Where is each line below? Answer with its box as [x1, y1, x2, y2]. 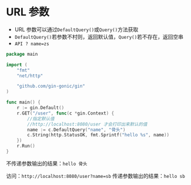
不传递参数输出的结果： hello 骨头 [6, 160, 88, 167]
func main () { [6, 99, 41, 106]
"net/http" [16, 73, 43, 79]
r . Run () [16, 143, 35, 149]
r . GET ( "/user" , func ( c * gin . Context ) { [16, 110, 115, 116]
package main [6, 51, 38, 57]
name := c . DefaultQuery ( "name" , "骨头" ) [27, 127, 126, 133]
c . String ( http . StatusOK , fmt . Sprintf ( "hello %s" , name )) [27, 132, 169, 138]
